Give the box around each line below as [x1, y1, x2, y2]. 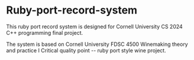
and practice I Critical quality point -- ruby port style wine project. [6, 46, 167, 54]
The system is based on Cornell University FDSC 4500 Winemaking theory [6, 41, 188, 48]
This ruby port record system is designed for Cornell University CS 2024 [6, 23, 183, 30]
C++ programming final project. [6, 29, 83, 36]
